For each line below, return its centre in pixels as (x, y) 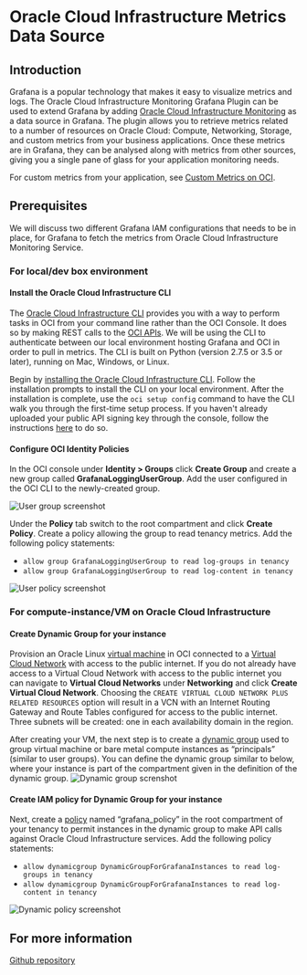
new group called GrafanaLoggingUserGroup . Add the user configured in (148, 479)
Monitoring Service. (47, 247)
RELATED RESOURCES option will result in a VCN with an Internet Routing (140, 702)
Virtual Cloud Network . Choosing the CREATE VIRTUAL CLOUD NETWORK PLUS (149, 693)
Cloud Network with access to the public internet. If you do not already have (153, 664)
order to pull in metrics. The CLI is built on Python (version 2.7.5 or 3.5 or (146, 351)
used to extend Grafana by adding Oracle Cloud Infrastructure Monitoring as (153, 111)
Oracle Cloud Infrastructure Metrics (148, 17)
